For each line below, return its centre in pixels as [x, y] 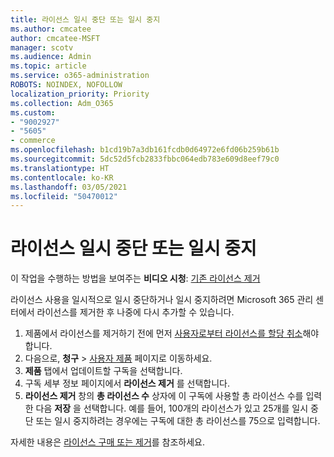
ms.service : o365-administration [80, 76]
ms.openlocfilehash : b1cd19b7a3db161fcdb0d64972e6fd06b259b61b [145, 150]
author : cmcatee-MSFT [55, 38]
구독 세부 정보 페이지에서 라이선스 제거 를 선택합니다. [127, 383]
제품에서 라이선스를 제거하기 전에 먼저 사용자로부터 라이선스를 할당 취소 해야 [172, 333]
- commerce [33, 141]
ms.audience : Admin [51, 57]
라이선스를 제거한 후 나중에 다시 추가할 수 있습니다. [135, 312]
